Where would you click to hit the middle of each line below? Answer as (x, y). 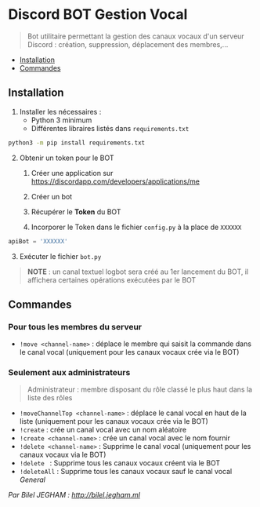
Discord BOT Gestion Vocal (98, 15)
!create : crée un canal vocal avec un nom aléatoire (103, 430)
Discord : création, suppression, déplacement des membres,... (128, 44)
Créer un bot (52, 196)
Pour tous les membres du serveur (75, 326)
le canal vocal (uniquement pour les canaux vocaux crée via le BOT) (129, 352)
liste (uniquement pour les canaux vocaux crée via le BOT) (114, 421)
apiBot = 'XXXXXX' (38, 241)
